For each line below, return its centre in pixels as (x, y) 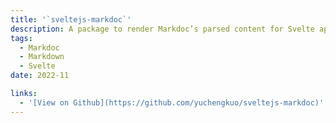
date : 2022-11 (40, 76)
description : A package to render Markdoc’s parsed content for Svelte (162, 29)
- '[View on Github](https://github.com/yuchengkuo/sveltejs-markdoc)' (172, 102)
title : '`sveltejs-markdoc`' (71, 19)
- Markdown (42, 57)
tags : (21, 38)
